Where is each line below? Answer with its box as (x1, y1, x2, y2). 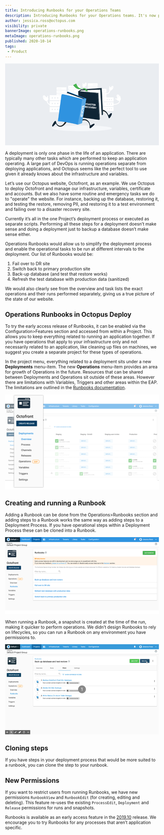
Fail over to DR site (12, 261, 50, 267)
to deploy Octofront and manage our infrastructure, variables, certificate (5, 186, 150, 191)
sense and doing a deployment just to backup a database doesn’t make (5, 226, 149, 232)
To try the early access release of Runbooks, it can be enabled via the (5, 323, 146, 329)
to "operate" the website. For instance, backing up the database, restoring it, (5, 196, 159, 202)
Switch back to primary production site (12, 266, 90, 272)
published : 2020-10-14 (5, 39, 51, 44)
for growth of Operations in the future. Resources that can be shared (5, 369, 143, 375)
